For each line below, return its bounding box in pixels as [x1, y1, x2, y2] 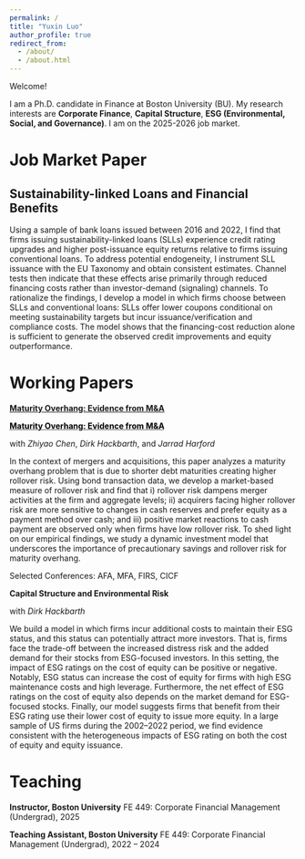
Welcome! [9, 81, 47, 91]
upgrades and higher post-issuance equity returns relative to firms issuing [9, 243, 289, 254]
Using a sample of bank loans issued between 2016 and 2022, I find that [9, 224, 281, 235]
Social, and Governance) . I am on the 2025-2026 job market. [9, 118, 240, 129]
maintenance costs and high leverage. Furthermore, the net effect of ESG [9, 681, 284, 692]
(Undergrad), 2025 [9, 811, 80, 822]
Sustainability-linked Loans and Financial [9, 186, 249, 202]
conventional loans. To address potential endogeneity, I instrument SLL [9, 254, 276, 264]
